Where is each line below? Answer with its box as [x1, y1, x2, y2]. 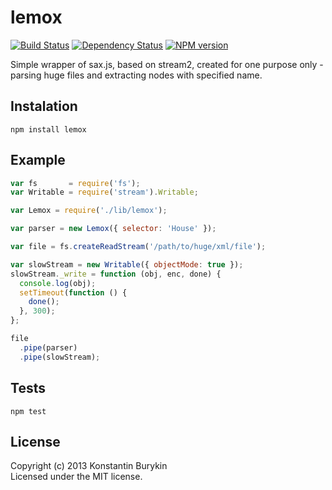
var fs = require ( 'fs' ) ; [10, 178, 141, 188]
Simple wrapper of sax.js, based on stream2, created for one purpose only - [10, 58, 324, 70]
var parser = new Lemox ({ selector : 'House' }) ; [10, 224, 217, 234]
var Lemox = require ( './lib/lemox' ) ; [10, 206, 168, 216]
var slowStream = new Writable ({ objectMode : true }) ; [10, 259, 244, 270]
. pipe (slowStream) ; [19, 352, 101, 362]
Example [10, 152, 66, 169]
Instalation [10, 98, 78, 115]
